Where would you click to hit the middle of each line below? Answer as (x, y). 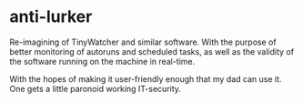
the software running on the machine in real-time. (102, 61)
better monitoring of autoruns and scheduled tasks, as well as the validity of (151, 51)
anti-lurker (51, 17)
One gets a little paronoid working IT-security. (96, 88)
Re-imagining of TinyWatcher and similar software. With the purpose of (143, 42)
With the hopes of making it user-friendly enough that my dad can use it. (146, 78)
